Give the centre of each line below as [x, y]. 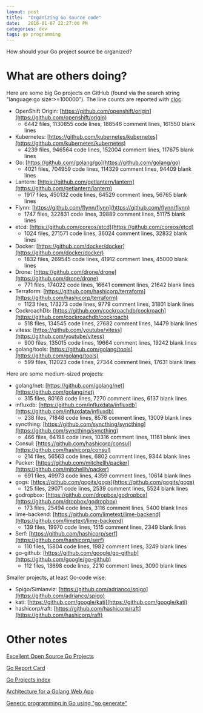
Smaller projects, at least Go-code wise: [56, 578]
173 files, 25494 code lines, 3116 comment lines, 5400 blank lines [106, 508]
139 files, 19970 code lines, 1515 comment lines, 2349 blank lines [105, 527]
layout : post [23, 12]
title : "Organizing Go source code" [54, 18]
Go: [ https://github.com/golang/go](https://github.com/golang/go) [98, 163]
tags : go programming [34, 35]
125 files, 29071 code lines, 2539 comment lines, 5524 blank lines [106, 489]
